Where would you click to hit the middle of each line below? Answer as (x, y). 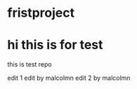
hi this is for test (55, 45)
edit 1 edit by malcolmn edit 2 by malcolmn (69, 78)
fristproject (41, 13)
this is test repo (30, 64)
